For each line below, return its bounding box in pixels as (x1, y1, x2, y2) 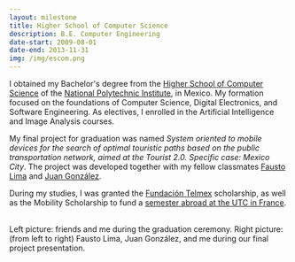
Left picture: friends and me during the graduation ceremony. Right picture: (9, 224, 283, 235)
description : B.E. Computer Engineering (9, 29, 161, 38)
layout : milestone (9, 12, 77, 22)
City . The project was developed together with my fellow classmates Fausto (9, 161, 286, 172)
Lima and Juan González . (9, 171, 102, 181)
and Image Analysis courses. (9, 116, 115, 127)
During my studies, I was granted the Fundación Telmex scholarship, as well (9, 188, 286, 198)
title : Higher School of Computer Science (9, 21, 168, 30)
